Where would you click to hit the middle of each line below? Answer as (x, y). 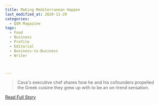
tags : (11, 28)
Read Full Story (20, 97)
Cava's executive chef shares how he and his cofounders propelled (85, 82)
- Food (16, 33)
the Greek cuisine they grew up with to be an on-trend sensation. (83, 88)
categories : (17, 19)
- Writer (18, 55)
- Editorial (22, 46)
